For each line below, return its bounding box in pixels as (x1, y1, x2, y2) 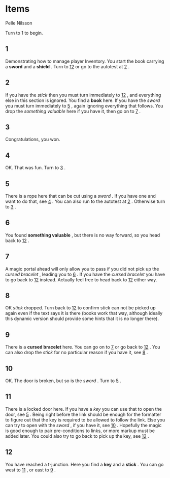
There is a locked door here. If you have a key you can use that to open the (5, 406, 162, 412)
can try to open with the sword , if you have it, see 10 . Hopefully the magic (5, 422, 162, 428)
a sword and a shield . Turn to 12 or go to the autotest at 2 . (5, 63, 130, 69)
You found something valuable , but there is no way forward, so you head (5, 232, 160, 238)
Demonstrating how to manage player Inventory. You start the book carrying (5, 58, 164, 64)
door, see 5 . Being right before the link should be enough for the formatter (5, 411, 161, 417)
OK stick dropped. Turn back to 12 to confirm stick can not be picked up (5, 305, 156, 311)
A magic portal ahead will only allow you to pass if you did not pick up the (5, 265, 159, 272)
